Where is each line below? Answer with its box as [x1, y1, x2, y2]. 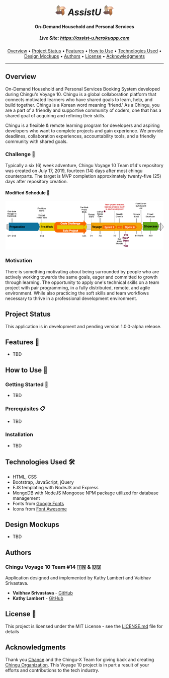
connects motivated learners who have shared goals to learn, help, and [5, 96, 153, 103]
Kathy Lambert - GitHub [12, 595, 64, 601]
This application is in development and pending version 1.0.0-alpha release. [5, 323, 162, 329]
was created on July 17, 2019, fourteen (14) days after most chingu [5, 168, 143, 174]
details [5, 628, 19, 634]
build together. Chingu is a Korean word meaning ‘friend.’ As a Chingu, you [5, 102, 160, 108]
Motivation [5, 257, 33, 264]
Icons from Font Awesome [12, 506, 67, 512]
